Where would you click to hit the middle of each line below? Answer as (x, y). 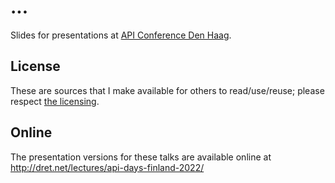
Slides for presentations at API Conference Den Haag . (121, 35)
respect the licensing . (55, 101)
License (35, 66)
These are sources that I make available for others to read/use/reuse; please (167, 90)
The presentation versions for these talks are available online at (141, 157)
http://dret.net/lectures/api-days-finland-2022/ (107, 167)
